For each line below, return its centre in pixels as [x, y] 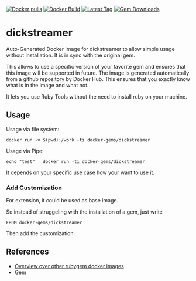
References [27, 252]
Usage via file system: [33, 129]
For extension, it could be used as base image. [62, 201]
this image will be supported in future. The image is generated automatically [98, 73]
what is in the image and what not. [47, 85]
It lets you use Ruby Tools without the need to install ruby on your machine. [97, 96]
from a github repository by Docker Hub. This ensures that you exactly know [98, 79]
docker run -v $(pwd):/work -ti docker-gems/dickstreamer [78, 140]
